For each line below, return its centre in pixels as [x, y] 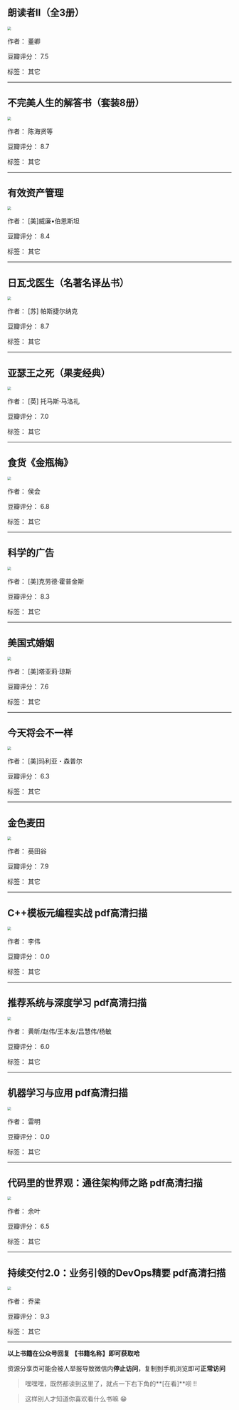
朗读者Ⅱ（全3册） [46, 13]
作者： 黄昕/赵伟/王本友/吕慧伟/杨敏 [60, 1031]
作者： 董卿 [24, 41]
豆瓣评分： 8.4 [29, 236]
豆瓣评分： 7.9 [28, 866]
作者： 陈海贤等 [30, 131]
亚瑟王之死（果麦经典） [59, 373]
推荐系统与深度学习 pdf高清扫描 [77, 1003]
